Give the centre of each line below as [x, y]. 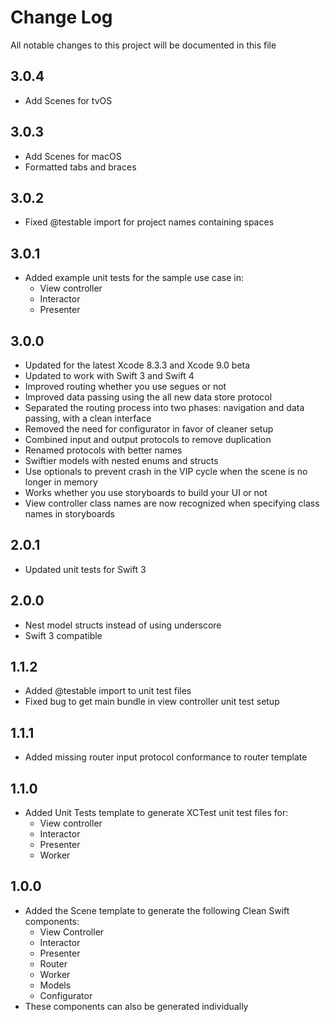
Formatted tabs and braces [80, 167]
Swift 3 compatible [63, 635]
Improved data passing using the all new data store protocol [148, 397]
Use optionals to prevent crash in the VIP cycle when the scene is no [166, 471]
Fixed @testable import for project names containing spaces [149, 222]
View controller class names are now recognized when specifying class [172, 503]
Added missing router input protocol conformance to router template [166, 757]
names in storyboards [69, 514]
